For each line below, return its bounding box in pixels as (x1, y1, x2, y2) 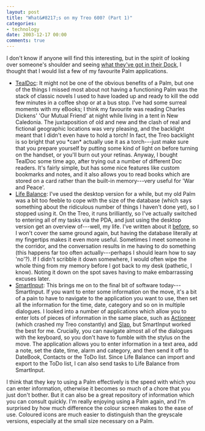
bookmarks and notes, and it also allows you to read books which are (15, 171, 190, 178)
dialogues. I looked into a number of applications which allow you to (15, 308, 187, 315)
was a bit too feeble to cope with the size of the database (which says (15, 197, 192, 204)
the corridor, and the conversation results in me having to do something (15, 243, 196, 249)
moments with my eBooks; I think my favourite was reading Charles (15, 106, 185, 112)
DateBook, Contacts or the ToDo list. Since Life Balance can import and (15, 354, 195, 360)
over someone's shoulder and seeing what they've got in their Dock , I (6, 61, 182, 68)
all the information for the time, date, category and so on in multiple (15, 301, 185, 308)
